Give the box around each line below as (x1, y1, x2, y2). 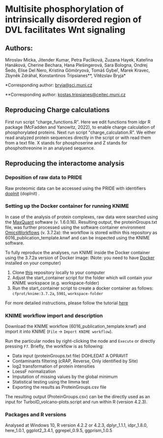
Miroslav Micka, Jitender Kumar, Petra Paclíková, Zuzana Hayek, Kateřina (5, 57, 153, 62)
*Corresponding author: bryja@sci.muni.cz (5, 82, 92, 88)
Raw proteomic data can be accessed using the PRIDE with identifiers (5, 185, 146, 191)
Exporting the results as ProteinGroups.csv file (12, 384, 107, 390)
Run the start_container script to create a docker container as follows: (12, 285, 154, 291)
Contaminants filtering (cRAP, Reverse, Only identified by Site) (12, 358, 138, 364)
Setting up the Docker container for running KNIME (5, 203, 129, 209)
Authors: (5, 44, 33, 52)
